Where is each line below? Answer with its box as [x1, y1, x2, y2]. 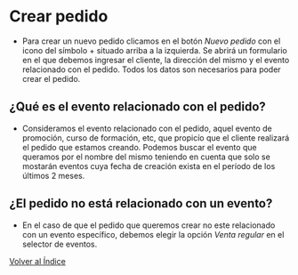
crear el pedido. [21, 73, 81, 84]
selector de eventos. [21, 239, 98, 249]
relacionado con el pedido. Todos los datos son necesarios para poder [21, 64, 282, 75]
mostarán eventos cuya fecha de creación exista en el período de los [21, 160, 276, 171]
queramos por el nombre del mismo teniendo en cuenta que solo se [21, 151, 271, 162]
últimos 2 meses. [21, 170, 85, 181]
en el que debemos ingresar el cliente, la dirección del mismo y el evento [21, 54, 290, 65]
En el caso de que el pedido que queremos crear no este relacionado [21, 220, 276, 231]
